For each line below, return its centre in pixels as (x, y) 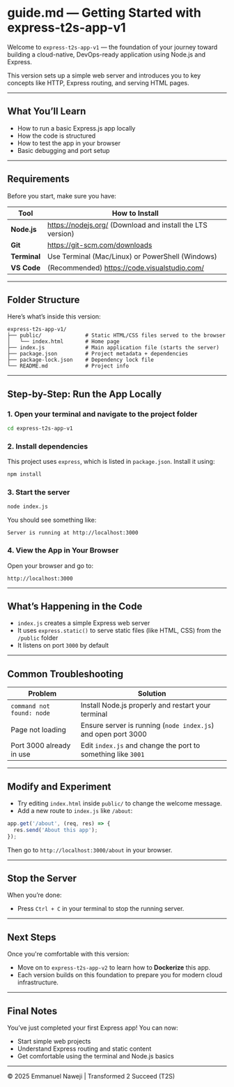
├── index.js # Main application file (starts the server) (113, 348)
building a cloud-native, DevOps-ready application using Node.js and (107, 54)
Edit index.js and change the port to (140, 745)
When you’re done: (34, 895)
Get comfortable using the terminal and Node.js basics (95, 1056)
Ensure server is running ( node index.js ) (147, 726)
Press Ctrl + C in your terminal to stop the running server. (101, 909)
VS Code (25, 268)
